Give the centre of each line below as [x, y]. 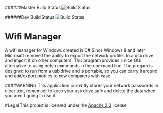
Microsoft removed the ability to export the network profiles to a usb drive [79, 55]
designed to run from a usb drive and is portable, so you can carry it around [81, 71]
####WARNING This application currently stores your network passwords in [82, 85]
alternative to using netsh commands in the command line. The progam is [79, 65]
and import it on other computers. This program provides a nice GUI [73, 60]
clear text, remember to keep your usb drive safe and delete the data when [80, 91]
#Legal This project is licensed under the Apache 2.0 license [66, 105]
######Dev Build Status [30, 17]
